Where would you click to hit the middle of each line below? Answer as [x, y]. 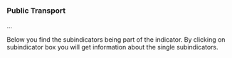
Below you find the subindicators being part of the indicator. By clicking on [116, 40]
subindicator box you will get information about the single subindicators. [112, 47]
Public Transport [36, 11]
